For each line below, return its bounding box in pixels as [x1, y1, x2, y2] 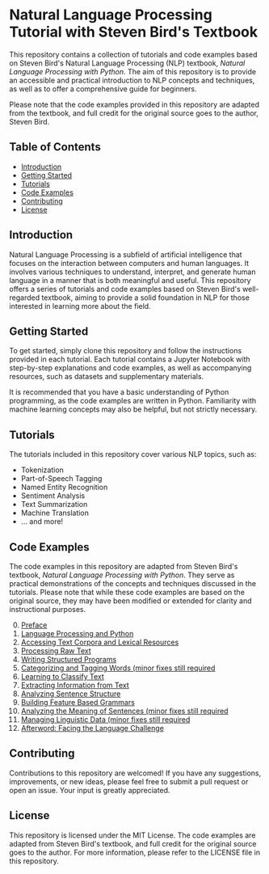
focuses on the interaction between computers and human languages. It [9, 258, 250, 268]
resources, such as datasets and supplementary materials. [9, 372, 204, 382]
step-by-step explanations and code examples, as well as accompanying [9, 363, 252, 373]
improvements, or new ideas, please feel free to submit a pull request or [9, 776, 249, 786]
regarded [9, 293, 40, 302]
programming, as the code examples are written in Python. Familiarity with [9, 396, 257, 406]
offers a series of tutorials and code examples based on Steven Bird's [9, 284, 241, 293]
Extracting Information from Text [20, 681, 130, 690]
